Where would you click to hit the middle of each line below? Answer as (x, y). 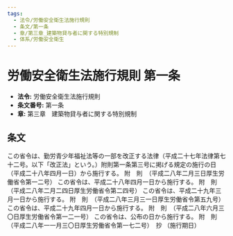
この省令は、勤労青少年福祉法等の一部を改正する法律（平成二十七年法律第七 (116, 155)
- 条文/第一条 (31, 26)
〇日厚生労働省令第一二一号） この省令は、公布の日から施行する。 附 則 (112, 217)
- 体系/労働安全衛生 (39, 40)
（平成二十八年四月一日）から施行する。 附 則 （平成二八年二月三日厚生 (113, 173)
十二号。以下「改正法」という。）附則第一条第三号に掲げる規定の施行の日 (112, 165)
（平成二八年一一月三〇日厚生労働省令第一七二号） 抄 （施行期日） (104, 225)
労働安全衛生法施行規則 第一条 (94, 76)
